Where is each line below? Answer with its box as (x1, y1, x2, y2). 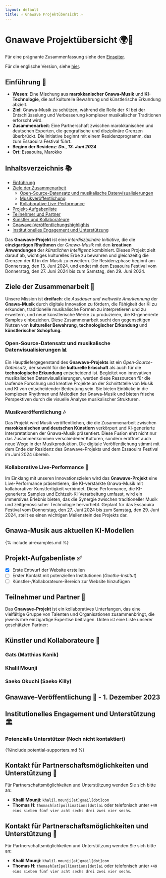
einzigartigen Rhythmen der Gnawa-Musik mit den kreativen (5, 242, 132, 248)
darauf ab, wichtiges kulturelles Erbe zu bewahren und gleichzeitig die (5, 252, 149, 258)
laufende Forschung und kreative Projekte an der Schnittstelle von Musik (5, 380, 154, 387)
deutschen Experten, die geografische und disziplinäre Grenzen (12, 128, 143, 134)
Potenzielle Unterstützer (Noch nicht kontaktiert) (5, 736, 125, 743)
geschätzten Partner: (5, 622, 49, 628)
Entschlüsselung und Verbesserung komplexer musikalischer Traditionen (12, 112, 161, 118)
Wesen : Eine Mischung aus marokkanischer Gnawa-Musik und (12, 91, 144, 97)
